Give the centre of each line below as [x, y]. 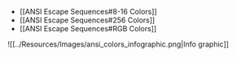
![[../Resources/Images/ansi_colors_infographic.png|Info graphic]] [118, 44]
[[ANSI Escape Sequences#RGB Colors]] [88, 28]
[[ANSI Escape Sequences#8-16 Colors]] [88, 12]
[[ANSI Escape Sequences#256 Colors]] [87, 20]
